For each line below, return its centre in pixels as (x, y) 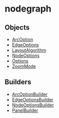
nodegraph (28, 9)
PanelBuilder (25, 110)
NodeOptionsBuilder (33, 105)
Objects (17, 27)
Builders (18, 82)
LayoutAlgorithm (29, 50)
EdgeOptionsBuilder (32, 99)
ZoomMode (24, 66)
